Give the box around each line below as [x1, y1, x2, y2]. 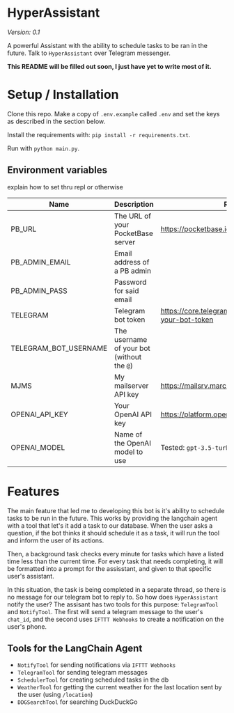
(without [114, 352, 141, 361]
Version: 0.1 [7, 28, 40, 36]
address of [114, 257, 150, 267]
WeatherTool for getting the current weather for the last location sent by [17, 683, 222, 691]
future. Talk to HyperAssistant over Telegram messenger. [7, 49, 171, 57]
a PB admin [114, 266, 152, 276]
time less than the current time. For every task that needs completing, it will [7, 557, 224, 565]
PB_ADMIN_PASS [10, 285, 68, 295]
